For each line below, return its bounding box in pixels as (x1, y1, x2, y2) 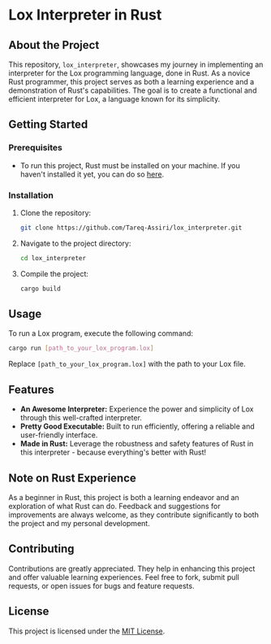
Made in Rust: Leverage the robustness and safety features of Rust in (19, 439, 254, 449)
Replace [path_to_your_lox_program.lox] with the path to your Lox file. (8, 359, 246, 369)
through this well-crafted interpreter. (19, 413, 142, 423)
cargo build (19, 285, 61, 293)
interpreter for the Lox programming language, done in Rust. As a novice (8, 68, 251, 78)
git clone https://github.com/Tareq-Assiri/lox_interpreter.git (19, 224, 243, 232)
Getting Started (8, 118, 88, 132)
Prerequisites (8, 142, 62, 154)
